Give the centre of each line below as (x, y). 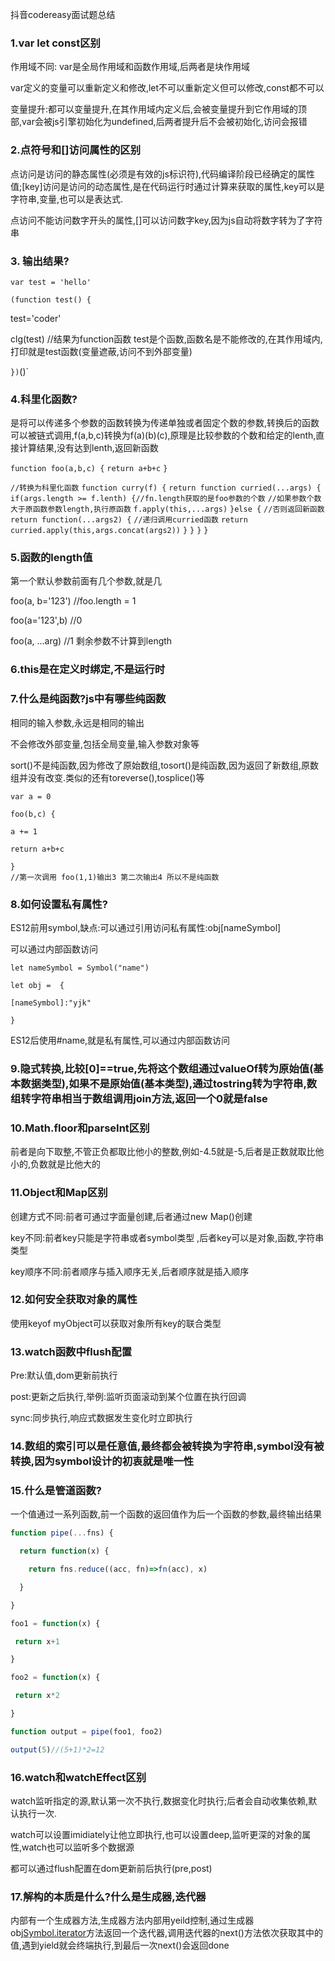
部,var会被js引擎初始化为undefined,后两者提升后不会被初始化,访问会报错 (159, 122)
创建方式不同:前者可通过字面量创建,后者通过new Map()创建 (131, 1216)
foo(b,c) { (33, 814)
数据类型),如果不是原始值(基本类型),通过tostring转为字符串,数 (169, 1083)
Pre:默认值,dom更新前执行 (64, 1375)
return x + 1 (37, 1641)
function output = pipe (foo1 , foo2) (86, 1731)
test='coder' (36, 318)
